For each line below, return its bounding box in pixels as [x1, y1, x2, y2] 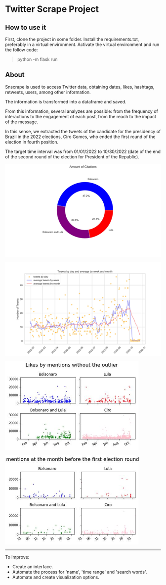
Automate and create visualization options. [12, 574, 100, 580]
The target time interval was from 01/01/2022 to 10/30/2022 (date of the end [5, 148, 161, 154]
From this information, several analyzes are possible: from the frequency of [5, 108, 158, 114]
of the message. [5, 119, 39, 125]
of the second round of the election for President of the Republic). [5, 153, 139, 159]
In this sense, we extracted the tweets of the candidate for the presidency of [5, 128, 161, 134]
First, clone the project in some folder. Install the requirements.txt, [5, 36, 139, 42]
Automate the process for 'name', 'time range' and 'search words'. [12, 569, 147, 575]
